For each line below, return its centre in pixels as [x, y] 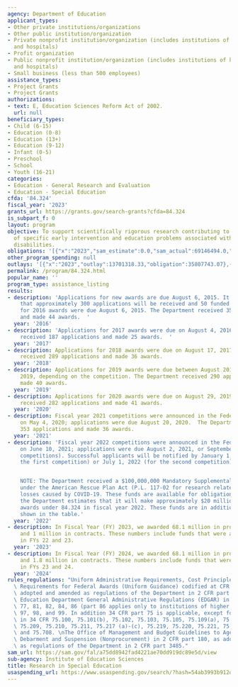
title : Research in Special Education [64, 666]
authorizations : [31, 100]
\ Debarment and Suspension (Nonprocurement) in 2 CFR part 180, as [117, 639]
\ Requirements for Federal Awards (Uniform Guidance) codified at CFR [122, 587]
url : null [28, 113]
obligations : [27, 251]
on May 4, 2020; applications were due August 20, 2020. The [114, 423]
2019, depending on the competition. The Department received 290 [120, 376]
